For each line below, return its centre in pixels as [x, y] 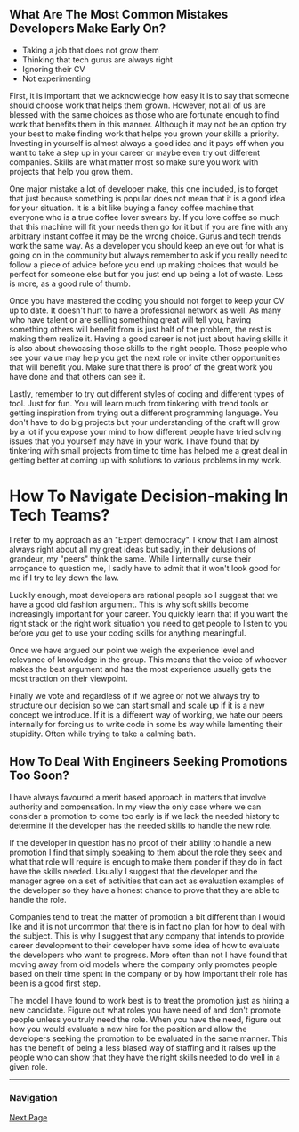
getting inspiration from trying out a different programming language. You [144, 413]
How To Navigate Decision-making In [149, 496]
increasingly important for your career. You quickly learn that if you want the [149, 613]
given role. [28, 1066]
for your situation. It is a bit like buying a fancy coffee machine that [131, 208]
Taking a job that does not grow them [90, 50]
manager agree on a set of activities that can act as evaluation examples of [147, 881]
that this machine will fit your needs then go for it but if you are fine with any [149, 226]
